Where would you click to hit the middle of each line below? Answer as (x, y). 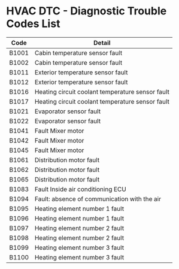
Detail (102, 43)
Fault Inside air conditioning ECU (81, 189)
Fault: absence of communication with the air (98, 199)
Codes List (33, 24)
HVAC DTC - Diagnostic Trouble (87, 11)
